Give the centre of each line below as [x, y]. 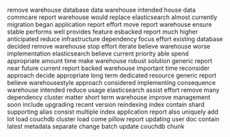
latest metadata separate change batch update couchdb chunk [96, 126]
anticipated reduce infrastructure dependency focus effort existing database [115, 39]
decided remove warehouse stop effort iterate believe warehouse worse [109, 46]
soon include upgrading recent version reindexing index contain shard [106, 104]
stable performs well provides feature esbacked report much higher [103, 32]
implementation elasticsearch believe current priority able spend [98, 53]
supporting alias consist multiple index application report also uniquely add [113, 112]
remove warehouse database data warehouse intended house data [102, 10]
